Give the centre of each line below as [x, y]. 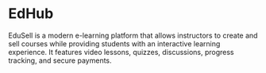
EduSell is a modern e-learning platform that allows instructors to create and [133, 35]
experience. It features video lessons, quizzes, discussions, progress [121, 52]
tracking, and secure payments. [60, 60]
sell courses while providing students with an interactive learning [114, 43]
